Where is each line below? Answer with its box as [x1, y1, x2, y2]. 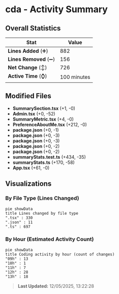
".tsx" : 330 [5, 215, 33, 220]
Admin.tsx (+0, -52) [12, 110, 55, 116]
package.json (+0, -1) [12, 127, 59, 133]
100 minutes [59, 73, 91, 80]
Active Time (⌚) [8, 73, 47, 79]
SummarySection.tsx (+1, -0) [12, 105, 75, 111]
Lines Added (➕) [8, 47, 48, 54]
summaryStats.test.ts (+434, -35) [12, 154, 86, 160]
